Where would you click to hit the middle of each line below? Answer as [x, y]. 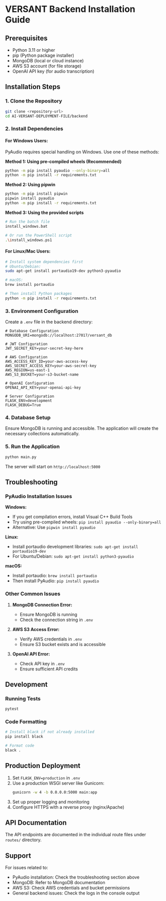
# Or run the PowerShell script [39, 235]
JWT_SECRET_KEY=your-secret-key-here [44, 349]
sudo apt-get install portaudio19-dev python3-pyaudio [63, 271]
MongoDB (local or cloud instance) [48, 61]
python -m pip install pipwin [37, 194]
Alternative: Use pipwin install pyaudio [54, 527]
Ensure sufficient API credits [49, 669]
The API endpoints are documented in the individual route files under [76, 835]
